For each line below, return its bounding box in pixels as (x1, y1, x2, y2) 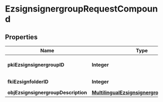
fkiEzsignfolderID (7, 78, 49, 85)
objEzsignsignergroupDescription (7, 89, 87, 96)
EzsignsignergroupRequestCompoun (5, 3, 158, 15)
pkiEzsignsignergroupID (7, 61, 65, 68)
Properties (5, 33, 38, 41)
